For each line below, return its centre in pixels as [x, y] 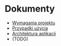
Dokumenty [30, 9]
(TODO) [20, 39]
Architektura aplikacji [34, 33]
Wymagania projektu [34, 23]
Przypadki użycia [30, 28]
